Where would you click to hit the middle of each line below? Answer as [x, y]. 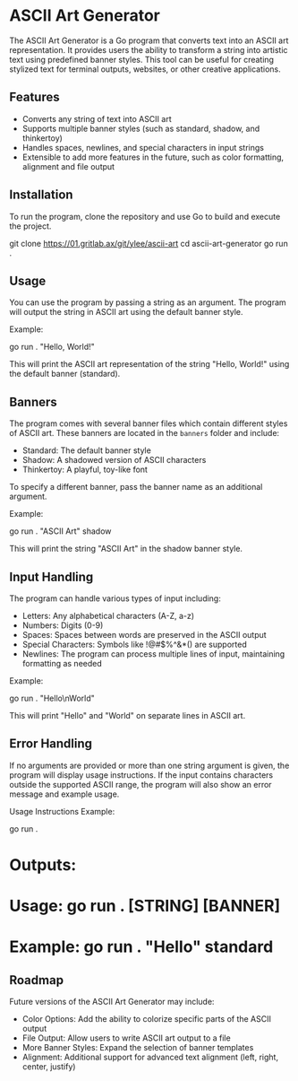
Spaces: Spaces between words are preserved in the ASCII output [144, 635]
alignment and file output [68, 166]
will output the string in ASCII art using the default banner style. [126, 312]
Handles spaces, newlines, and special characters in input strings [143, 147]
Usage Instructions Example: [62, 811]
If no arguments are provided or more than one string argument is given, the [149, 765]
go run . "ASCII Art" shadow [60, 531]
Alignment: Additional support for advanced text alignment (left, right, [150, 1057]
